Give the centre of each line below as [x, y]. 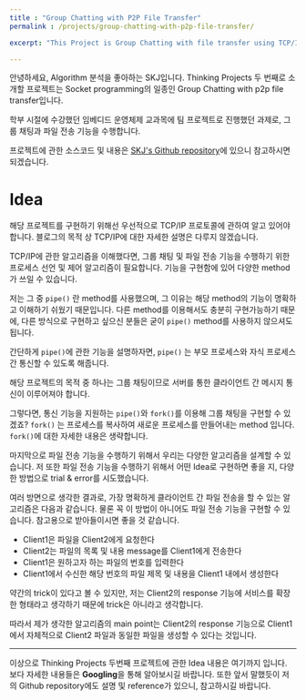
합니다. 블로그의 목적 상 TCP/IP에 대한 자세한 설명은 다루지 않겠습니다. [134, 237]
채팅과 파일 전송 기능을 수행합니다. [80, 131]
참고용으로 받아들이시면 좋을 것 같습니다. [108, 521]
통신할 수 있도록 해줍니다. [64, 363]
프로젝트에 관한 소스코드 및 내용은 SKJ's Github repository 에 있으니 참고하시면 [150, 150]
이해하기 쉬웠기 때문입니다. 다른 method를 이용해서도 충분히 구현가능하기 [149, 309]
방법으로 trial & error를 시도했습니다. [84, 478]
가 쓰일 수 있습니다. [43, 279]
